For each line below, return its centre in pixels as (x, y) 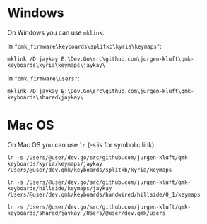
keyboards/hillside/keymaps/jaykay (60, 188)
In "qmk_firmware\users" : (43, 78)
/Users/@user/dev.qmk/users (124, 213)
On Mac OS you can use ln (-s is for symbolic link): (82, 144)
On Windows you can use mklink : (56, 32)
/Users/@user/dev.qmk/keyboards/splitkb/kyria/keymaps (90, 170)
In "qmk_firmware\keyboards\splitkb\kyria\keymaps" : (85, 46)
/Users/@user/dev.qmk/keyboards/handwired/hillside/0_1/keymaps (104, 194)
